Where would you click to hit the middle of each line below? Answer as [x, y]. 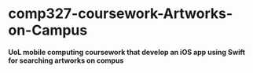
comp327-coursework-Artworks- [121, 14]
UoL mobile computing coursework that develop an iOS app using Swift [127, 52]
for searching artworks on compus [66, 60]
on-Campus [48, 30]
